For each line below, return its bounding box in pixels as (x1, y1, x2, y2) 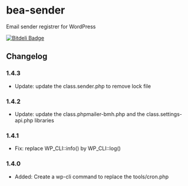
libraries (34, 117, 54, 124)
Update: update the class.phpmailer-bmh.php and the (14, 110, 146, 118)
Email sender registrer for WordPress (6, 23, 96, 30)
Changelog (6, 51, 48, 62)
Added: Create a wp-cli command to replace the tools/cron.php (14, 173, 169, 180)
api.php (14, 117, 34, 124)
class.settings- (146, 110, 183, 118)
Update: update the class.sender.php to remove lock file (14, 82, 151, 89)
